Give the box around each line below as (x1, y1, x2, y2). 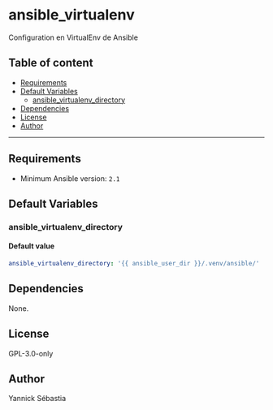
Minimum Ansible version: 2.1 (19, 173, 120, 183)
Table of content (8, 56, 93, 70)
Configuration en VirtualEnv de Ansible (8, 32, 138, 42)
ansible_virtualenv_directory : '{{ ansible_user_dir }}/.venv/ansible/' (8, 260, 260, 268)
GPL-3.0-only (8, 348, 54, 358)
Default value (8, 241, 55, 251)
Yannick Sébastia (8, 394, 67, 404)
